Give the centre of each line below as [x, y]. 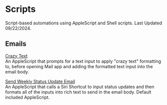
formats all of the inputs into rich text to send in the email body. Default [78, 92]
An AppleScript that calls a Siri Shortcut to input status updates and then [80, 87]
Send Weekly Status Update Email [40, 81]
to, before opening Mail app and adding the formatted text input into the [79, 66]
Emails [16, 44]
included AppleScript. [27, 97]
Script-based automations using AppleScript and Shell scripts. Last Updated [84, 23]
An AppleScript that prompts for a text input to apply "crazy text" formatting [83, 61]
